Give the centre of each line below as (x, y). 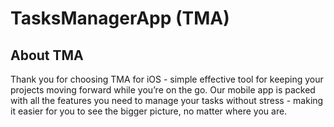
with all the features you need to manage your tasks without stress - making (167, 100)
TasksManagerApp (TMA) (120, 18)
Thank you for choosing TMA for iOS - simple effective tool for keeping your (167, 79)
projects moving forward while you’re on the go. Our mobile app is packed (163, 90)
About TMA (47, 55)
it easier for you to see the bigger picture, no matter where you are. (149, 111)
